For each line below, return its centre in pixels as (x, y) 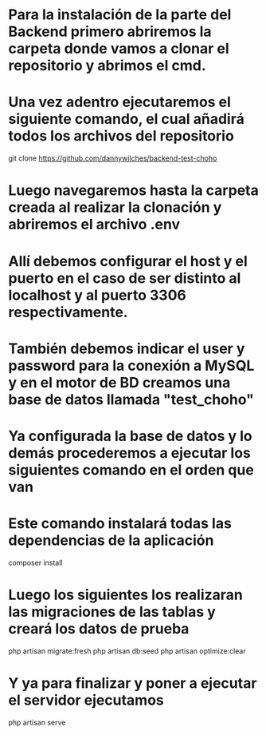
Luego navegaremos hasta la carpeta (133, 191)
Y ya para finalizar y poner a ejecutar (133, 683)
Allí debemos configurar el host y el (128, 261)
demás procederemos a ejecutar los (129, 453)
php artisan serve (37, 722)
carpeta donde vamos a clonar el (119, 49)
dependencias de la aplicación (111, 540)
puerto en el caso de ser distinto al (125, 278)
